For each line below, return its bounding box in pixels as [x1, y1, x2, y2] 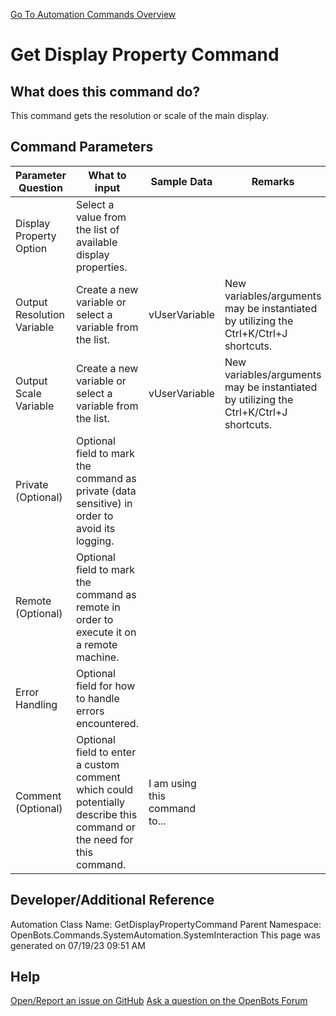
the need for [75, 832, 134, 846]
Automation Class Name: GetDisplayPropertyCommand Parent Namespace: [10, 918, 322, 930]
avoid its [75, 521, 116, 535]
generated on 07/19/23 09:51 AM [10, 939, 146, 951]
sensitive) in [75, 496, 133, 510]
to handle [75, 691, 120, 705]
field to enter [75, 745, 137, 759]
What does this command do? [10, 83, 201, 100]
